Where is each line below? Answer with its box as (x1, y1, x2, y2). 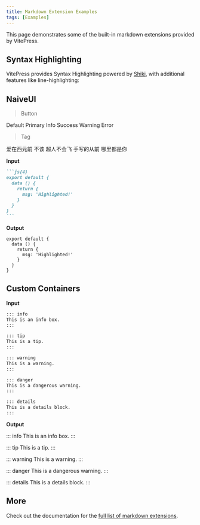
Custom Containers (6, 284, 81, 294)
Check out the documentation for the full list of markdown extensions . (6, 512, 179, 519)
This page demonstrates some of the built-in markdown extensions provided (6, 31, 195, 38)
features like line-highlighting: (6, 77, 79, 84)
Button (20, 110, 38, 117)
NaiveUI (6, 94, 36, 104)
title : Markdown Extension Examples (6, 8, 97, 15)
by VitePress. (6, 37, 39, 44)
